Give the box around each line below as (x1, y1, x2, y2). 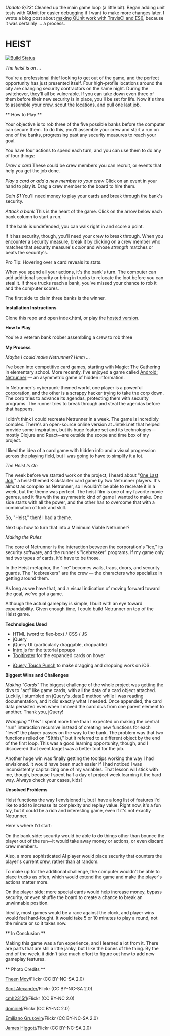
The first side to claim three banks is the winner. (5, 295, 106, 301)
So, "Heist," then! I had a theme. (5, 514, 73, 521)
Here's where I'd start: (5, 822, 52, 828)
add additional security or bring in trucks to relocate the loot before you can (5, 274, 164, 281)
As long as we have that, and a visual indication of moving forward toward (5, 585, 160, 591)
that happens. (5, 406, 35, 412)
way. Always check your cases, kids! (5, 777, 82, 783)
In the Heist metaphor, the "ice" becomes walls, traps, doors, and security (5, 564, 160, 570)
